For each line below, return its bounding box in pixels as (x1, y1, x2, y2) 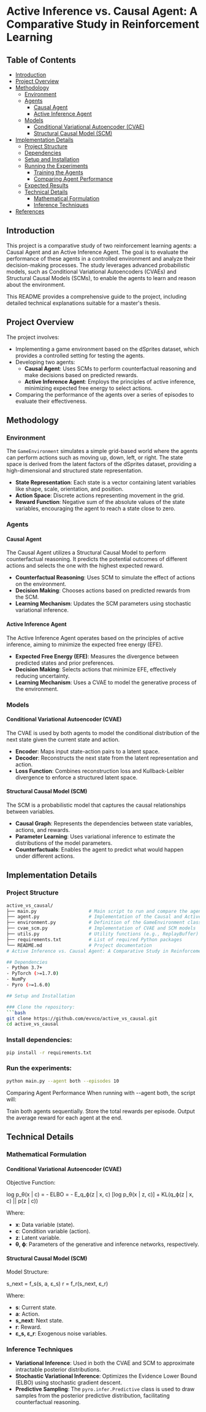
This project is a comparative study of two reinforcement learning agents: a (6, 242, 197, 249)
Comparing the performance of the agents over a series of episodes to (15, 391, 194, 398)
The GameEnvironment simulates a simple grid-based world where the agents (6, 448, 198, 455)
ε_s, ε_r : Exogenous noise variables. (15, 1330, 107, 1337)
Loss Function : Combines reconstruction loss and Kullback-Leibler (15, 767, 185, 774)
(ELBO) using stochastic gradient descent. (15, 1378, 123, 1386)
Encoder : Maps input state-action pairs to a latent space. (15, 747, 160, 755)
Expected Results (24, 182, 69, 189)
